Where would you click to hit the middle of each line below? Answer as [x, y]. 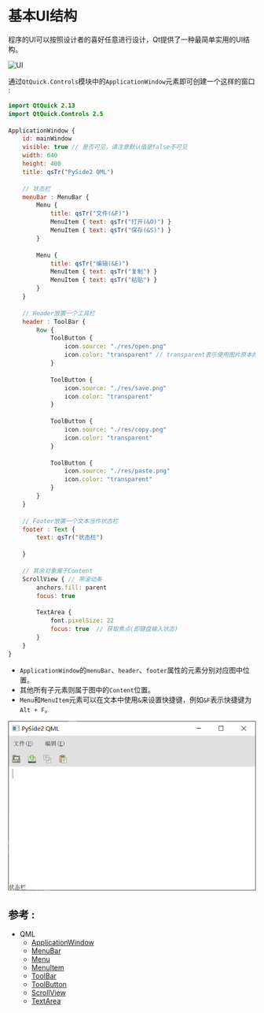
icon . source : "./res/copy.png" [115, 430]
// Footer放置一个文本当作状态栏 [70, 521]
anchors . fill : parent [72, 588]
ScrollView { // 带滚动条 [62, 579]
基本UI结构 [43, 16]
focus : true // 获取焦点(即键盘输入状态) [114, 629]
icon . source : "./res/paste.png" [117, 471]
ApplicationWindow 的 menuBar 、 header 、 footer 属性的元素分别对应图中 [131, 670]
